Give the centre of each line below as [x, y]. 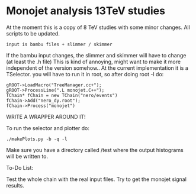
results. [15, 185]
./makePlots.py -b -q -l [37, 139]
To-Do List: [20, 167]
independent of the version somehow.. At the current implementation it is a [97, 68]
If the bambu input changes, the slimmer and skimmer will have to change [96, 55]
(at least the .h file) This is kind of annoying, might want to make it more [94, 62]
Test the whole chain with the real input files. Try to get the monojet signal [96, 179]
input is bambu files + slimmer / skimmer [59, 44]
